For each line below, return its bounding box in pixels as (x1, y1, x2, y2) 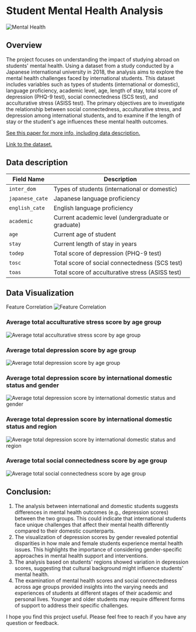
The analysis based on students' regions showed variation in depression (14, 558, 188, 565)
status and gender (6, 381, 60, 389)
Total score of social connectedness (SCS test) (53, 258, 183, 267)
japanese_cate (9, 195, 48, 202)
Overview (6, 40, 43, 50)
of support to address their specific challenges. (14, 602, 129, 609)
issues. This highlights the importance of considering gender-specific (14, 545, 182, 553)
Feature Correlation (6, 303, 53, 310)
